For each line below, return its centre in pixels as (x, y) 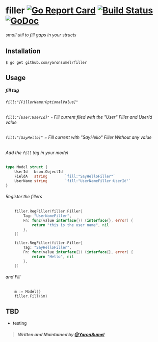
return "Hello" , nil (53, 257)
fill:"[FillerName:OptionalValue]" (42, 102)
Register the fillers (24, 197)
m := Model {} (28, 291)
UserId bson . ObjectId (39, 172)
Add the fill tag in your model (37, 153)
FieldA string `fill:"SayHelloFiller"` (65, 177)
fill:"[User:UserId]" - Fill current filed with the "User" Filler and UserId (79, 117)
